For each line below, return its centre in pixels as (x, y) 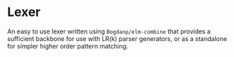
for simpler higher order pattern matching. (68, 46)
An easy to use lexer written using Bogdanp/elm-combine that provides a (109, 31)
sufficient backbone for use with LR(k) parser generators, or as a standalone (117, 38)
